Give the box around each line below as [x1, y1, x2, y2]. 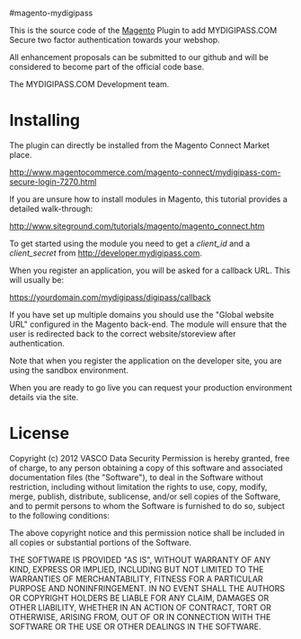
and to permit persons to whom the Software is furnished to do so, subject [9, 500, 286, 511]
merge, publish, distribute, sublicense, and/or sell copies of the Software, [9, 491, 281, 502]
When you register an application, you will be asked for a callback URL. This [9, 265, 290, 276]
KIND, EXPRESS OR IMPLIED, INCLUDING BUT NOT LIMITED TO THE [9, 564, 264, 574]
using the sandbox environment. [9, 364, 128, 375]
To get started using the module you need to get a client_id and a [9, 238, 251, 249]
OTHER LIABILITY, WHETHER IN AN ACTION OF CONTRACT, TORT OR [9, 601, 271, 613]
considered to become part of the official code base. [9, 62, 205, 72]
